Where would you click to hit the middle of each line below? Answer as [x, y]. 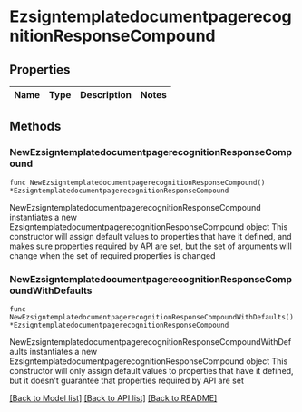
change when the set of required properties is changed [112, 255]
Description [106, 95]
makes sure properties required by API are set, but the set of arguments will [151, 246]
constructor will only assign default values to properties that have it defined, [151, 370]
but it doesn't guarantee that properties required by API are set [127, 380]
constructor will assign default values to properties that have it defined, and [151, 236]
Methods [35, 127]
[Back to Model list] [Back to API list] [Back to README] [113, 397]
